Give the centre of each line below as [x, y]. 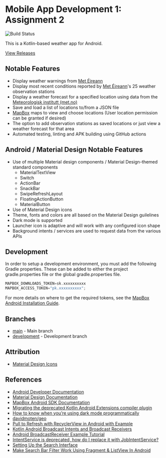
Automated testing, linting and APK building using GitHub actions [79, 134]
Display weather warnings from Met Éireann [58, 80]
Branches [20, 319]
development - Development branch [50, 336]
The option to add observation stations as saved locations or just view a [86, 123]
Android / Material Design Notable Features [74, 150]
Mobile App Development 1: [63, 9]
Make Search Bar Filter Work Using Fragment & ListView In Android [81, 450]
